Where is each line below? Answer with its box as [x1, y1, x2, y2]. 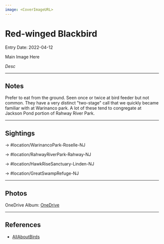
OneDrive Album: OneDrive [5, 202, 60, 208]
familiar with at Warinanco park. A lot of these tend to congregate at [5, 105, 142, 111]
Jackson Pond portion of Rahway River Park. [5, 110, 95, 116]
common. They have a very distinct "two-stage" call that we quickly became [5, 100, 159, 106]
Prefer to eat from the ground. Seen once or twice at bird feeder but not [5, 95, 149, 101]
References [5, 221, 41, 229]
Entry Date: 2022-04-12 [5, 44, 53, 50]
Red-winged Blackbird [5, 28, 98, 39]
